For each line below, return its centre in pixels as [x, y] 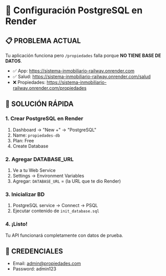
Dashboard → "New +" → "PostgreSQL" [54, 130]
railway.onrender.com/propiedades [50, 88]
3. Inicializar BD [25, 194]
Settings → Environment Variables [48, 175]
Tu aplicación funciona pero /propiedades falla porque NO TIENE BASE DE [83, 55]
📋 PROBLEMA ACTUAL [43, 41]
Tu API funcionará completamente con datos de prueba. [64, 235]
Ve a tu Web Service [34, 170]
